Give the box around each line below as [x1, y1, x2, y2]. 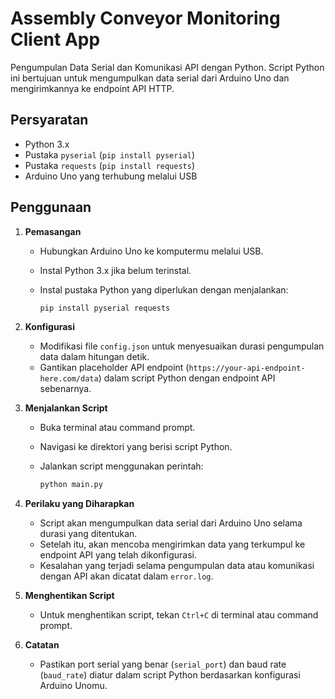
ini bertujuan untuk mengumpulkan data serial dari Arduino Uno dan [10, 72, 290, 84]
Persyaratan [10, 112, 89, 129]
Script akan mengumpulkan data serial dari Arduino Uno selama [39, 517, 303, 529]
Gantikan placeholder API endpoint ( [39, 362, 190, 374]
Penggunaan [10, 199, 92, 216]
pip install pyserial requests [39, 303, 171, 313]
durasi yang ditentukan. [39, 528, 138, 540]
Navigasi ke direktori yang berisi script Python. [39, 441, 233, 453]
